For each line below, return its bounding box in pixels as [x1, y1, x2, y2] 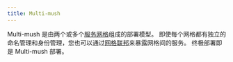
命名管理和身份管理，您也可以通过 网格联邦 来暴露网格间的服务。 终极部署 [7, 39, 216, 47]
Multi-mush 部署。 [15, 47, 68, 55]
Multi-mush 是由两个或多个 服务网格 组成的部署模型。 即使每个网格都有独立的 [7, 30, 227, 38]
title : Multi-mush [7, 10, 61, 17]
